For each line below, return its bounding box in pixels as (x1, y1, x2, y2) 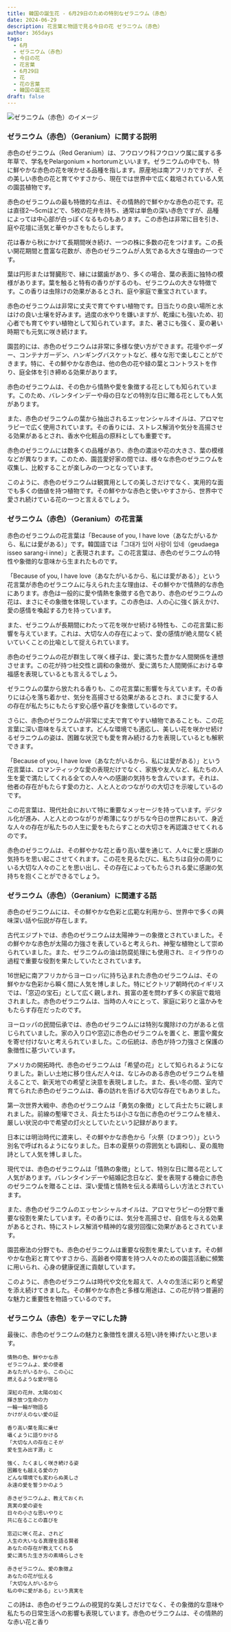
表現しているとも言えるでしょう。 (25, 669, 122, 678)
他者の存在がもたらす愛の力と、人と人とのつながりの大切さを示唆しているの (7, 782, 223, 791)
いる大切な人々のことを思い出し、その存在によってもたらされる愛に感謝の (7, 863, 218, 871)
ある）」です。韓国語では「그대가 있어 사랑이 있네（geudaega (49, 539, 219, 548)
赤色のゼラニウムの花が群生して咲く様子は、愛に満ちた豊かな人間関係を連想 (7, 652, 224, 661)
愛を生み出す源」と (7, 1446, 54, 1454)
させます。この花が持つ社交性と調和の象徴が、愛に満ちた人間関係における (7, 661, 218, 669)
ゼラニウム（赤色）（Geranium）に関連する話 (7, 890, 157, 900)
